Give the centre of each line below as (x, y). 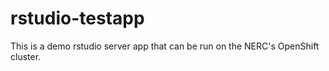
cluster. (26, 56)
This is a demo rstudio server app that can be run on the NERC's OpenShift (165, 46)
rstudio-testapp (77, 18)
